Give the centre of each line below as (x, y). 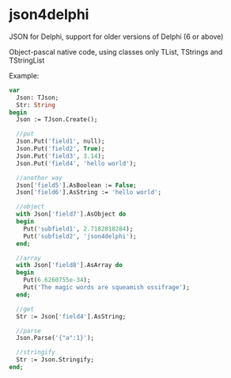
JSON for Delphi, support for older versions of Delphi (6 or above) (116, 36)
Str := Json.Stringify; (55, 360)
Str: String (36, 105)
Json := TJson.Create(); (57, 120)
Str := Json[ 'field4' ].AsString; (71, 316)
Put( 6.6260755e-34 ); (57, 280)
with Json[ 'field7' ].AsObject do (71, 214)
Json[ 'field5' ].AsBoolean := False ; (76, 185)
